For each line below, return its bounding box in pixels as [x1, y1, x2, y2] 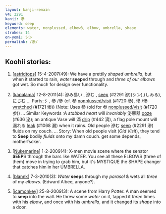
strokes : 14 [5, 30, 30, 35]
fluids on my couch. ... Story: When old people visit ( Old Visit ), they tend [12, 128, 160, 134]
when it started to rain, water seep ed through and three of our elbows [12, 76, 155, 82]
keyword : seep [5, 21, 35, 26]
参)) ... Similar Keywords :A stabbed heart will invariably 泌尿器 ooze [12, 110, 152, 116]
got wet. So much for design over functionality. [12, 81, 109, 87]
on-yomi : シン [5, 35, 33, 40]
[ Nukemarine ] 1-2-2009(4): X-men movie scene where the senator [12, 148, 149, 154]
